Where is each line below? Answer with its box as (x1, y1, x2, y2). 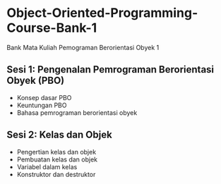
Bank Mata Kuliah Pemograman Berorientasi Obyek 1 (6, 43, 160, 51)
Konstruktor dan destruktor (16, 170, 96, 178)
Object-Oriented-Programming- (6, 5, 198, 21)
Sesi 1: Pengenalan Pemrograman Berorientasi (6, 63, 215, 75)
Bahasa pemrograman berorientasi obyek (16, 108, 138, 117)
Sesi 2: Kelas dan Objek (6, 129, 112, 141)
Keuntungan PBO (16, 101, 67, 109)
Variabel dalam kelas (16, 162, 78, 171)
